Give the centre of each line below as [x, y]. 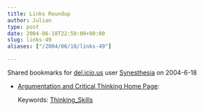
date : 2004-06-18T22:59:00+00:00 [56, 33]
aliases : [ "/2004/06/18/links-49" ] [59, 46]
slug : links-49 [30, 40]
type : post [23, 27]
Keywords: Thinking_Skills [55, 100]
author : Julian [30, 20]
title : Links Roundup [39, 14]
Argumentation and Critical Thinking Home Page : [88, 86]
